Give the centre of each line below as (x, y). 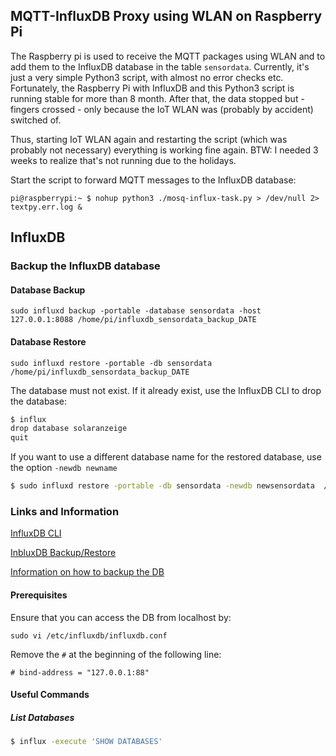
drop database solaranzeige (69, 429)
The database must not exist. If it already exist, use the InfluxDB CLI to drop (166, 390)
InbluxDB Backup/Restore (63, 553)
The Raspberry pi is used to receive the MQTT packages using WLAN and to (168, 56)
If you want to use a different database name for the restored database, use (166, 457)
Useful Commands (50, 695)
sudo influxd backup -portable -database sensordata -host (136, 311)
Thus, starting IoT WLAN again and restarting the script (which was (149, 139)
